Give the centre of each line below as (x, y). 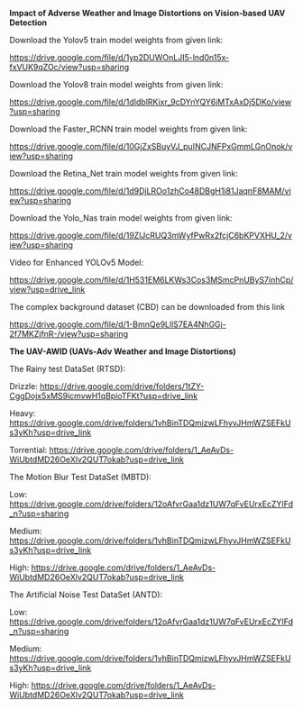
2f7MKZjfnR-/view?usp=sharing (69, 334)
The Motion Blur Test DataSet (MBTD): (80, 477)
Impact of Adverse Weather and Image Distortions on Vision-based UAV (147, 13)
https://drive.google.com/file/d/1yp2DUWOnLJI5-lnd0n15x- (119, 57)
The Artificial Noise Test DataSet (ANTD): (86, 595)
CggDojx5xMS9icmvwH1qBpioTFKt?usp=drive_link (104, 396)
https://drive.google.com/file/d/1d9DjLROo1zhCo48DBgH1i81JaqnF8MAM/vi (150, 191)
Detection (28, 23)
